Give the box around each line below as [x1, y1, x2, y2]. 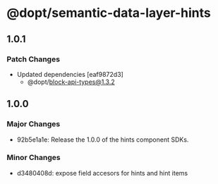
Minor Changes [6, 153, 61, 163]
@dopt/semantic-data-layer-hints [6, 5, 211, 21]
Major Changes [6, 119, 61, 129]
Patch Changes [6, 54, 61, 64]
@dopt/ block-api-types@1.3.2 [27, 78, 116, 86]
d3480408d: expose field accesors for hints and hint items [16, 168, 188, 177]
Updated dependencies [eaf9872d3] [16, 70, 124, 78]
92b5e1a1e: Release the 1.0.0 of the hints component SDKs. [16, 135, 189, 144]
